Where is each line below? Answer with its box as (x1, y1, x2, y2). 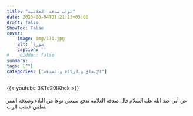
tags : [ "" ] (6, 63, 34, 69)
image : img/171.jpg (17, 36, 65, 42)
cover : (6, 30, 23, 36)
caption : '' (17, 47, 46, 53)
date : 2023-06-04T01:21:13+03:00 (6, 14, 89, 20)
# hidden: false (6, 52, 55, 58)
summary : (6, 57, 28, 63)
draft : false (6, 19, 39, 25)
